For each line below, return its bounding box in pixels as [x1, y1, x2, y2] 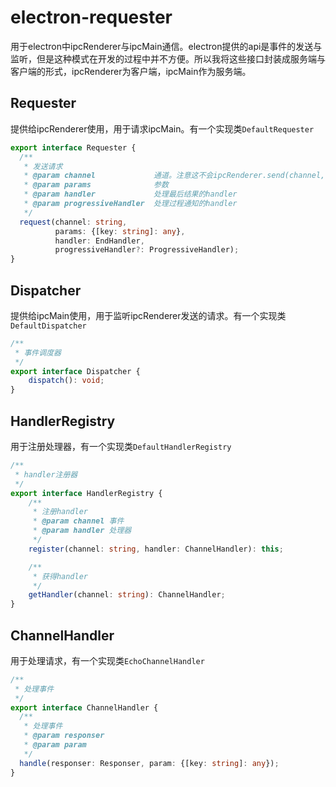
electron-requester [10, 6, 173, 29]
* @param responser [23, 731, 105, 741]
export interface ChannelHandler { [10, 702, 159, 713]
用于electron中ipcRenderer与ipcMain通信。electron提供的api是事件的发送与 [10, 40, 323, 52]
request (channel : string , [19, 217, 128, 227]
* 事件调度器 [14, 347, 62, 358]
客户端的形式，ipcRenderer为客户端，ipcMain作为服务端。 [10, 65, 252, 77]
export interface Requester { [10, 142, 137, 153]
